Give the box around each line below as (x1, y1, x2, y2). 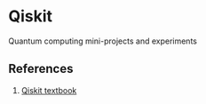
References (8, 61, 74, 76)
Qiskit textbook (20, 84, 77, 95)
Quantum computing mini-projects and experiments (8, 36, 197, 46)
